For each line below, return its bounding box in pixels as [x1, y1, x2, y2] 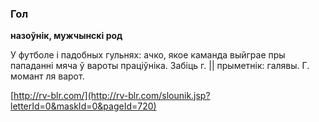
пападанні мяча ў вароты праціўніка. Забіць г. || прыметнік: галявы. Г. [10, 60, 310, 72]
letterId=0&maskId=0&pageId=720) [10, 100, 157, 112]
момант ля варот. [10, 70, 85, 82]
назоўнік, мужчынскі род [10, 30, 123, 42]
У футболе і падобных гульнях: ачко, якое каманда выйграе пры [10, 49, 286, 61]
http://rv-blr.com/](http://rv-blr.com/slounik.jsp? [13, 90, 211, 102]
